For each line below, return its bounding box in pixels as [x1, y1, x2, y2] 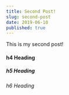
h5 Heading [6, 68, 35, 75]
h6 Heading [6, 82, 34, 89]
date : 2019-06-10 [6, 19, 49, 25]
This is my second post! [6, 41, 64, 48]
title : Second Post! [6, 8, 57, 15]
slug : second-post [6, 14, 51, 20]
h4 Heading [6, 54, 35, 61]
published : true [6, 24, 46, 31]
